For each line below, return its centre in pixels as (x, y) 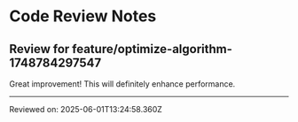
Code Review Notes (83, 16)
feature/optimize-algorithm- (153, 49)
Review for (39, 49)
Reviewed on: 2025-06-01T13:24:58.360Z (86, 109)
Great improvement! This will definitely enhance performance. (122, 84)
